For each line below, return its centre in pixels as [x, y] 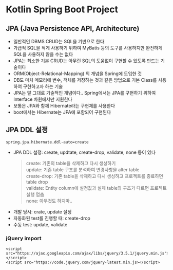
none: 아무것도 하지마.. [49, 201]
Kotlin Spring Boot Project [62, 10]
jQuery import [24, 238]
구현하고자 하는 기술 [43, 86]
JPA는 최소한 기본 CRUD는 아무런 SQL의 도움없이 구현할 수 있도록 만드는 [86, 61]
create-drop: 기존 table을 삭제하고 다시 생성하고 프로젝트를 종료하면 [95, 176]
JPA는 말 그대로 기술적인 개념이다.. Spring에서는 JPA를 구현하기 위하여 [84, 93]
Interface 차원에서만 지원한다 [43, 99]
